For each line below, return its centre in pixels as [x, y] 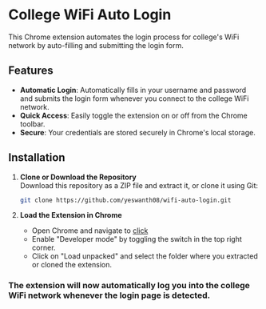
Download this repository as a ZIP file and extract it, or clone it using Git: [139, 185]
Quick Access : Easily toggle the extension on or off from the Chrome [133, 115]
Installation [37, 158]
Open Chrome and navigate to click [90, 231]
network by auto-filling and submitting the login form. [96, 45]
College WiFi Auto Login [90, 15]
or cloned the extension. [72, 265]
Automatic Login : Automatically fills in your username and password [133, 90]
